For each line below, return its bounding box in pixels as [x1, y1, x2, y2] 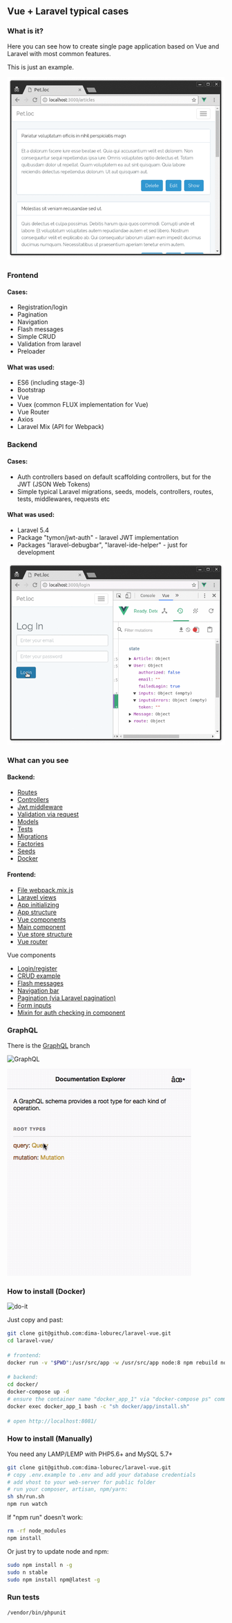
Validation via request [17, 810, 79, 818]
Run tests [7, 1593, 40, 1602]
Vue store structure [17, 930, 72, 938]
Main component [17, 922, 66, 931]
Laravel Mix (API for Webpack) [17, 423, 105, 431]
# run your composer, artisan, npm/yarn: [7, 1486, 128, 1493]
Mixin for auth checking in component [17, 1008, 126, 1017]
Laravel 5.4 [17, 526, 50, 534]
